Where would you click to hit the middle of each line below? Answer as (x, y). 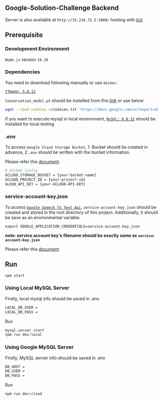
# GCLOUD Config (21, 170)
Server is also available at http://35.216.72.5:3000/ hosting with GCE (74, 19)
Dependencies (23, 72)
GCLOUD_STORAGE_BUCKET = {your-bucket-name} (51, 175)
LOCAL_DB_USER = (21, 307)
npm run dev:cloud (24, 394)
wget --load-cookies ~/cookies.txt (41, 109)
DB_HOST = (15, 366)
